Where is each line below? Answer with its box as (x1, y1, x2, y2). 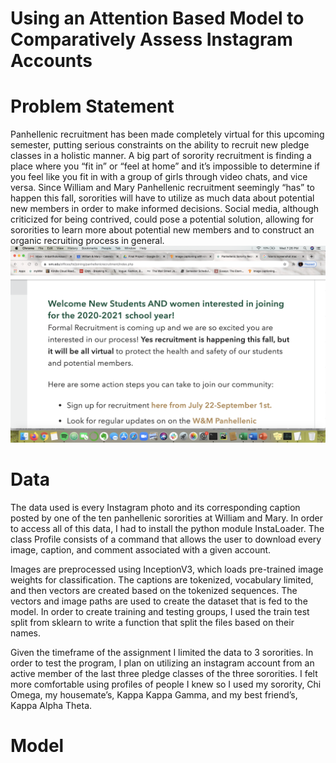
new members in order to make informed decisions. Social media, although (10, 203, 320, 215)
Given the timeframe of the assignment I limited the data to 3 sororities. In (10, 647, 314, 659)
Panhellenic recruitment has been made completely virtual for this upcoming (10, 128, 325, 141)
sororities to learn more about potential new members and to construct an (10, 224, 315, 236)
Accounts (10, 50, 93, 72)
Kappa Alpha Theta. (10, 700, 93, 712)
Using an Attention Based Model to (10, 7, 305, 30)
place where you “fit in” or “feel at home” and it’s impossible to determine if (10, 160, 320, 172)
